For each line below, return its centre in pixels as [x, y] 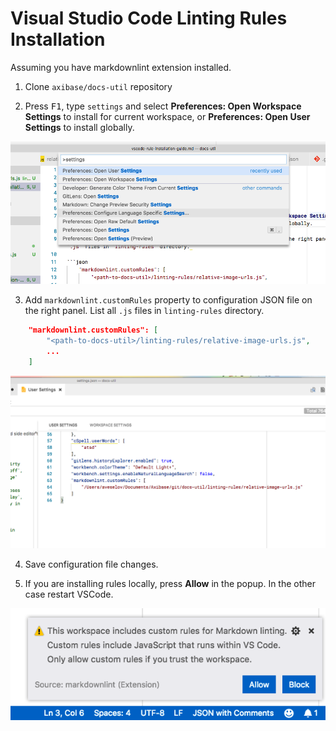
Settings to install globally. [79, 127]
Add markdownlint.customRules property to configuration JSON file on [168, 300]
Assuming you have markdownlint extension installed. [121, 67]
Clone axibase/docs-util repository [98, 86]
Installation [58, 39]
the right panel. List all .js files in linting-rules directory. [144, 311]
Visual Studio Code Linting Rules [149, 18]
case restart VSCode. [69, 594]
